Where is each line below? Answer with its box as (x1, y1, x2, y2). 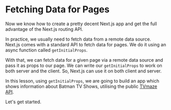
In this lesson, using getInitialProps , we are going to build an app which (5, 78, 160, 84)
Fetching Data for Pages (5, 4, 110, 15)
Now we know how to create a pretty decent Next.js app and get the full (5, 21, 157, 27)
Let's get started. (5, 99, 42, 105)
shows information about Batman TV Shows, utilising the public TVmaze (5, 83, 158, 89)
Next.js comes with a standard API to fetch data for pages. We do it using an (5, 41, 166, 47)
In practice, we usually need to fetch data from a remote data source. (5, 36, 152, 42)
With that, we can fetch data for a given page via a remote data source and (5, 57, 163, 63)
